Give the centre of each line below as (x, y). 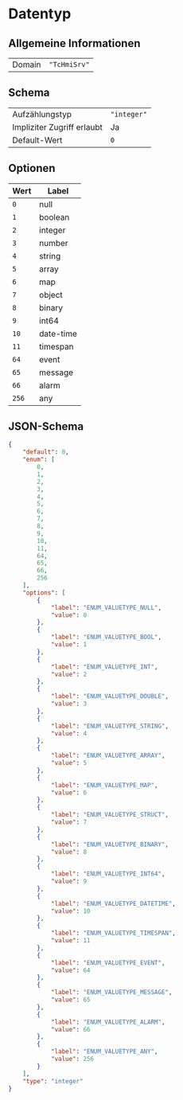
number (54, 243)
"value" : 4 (69, 733)
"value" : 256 (72, 1059)
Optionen (32, 168)
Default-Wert (37, 140)
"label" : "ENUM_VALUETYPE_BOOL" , (106, 638)
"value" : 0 (69, 615)
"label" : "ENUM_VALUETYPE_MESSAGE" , (111, 993)
